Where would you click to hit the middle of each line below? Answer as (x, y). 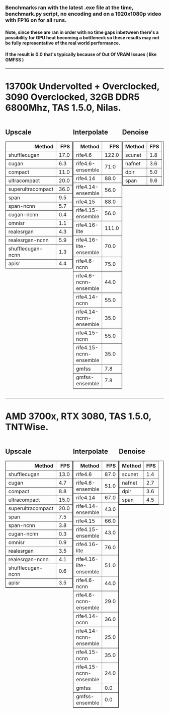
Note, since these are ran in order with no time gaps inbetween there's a (82, 32)
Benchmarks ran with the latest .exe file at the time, (69, 8)
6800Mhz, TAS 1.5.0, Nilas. (63, 108)
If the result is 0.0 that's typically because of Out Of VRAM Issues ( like (81, 54)
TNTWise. (27, 427)
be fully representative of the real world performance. (63, 43)
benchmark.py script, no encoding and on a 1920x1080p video (83, 14)
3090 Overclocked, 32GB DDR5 (72, 97)
